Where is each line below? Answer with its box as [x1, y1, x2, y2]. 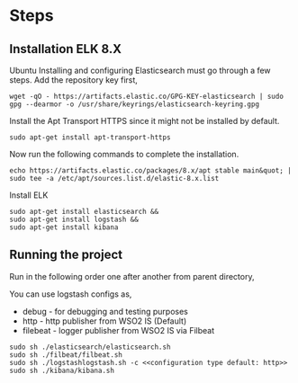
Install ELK [9, 190, 49, 200]
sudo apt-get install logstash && [9, 215, 140, 224]
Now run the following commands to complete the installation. [9, 149, 239, 159]
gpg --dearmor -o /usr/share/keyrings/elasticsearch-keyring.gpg [9, 100, 259, 109]
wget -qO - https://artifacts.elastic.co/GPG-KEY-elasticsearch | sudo [9, 92, 284, 101]
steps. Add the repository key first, [9, 75, 138, 85]
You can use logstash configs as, [9, 289, 132, 299]
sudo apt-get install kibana [9, 223, 119, 232]
